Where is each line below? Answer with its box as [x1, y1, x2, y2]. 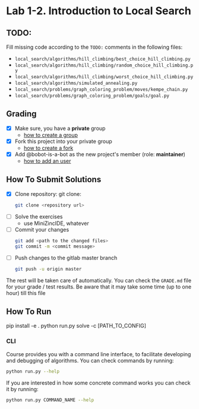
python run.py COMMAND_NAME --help [6, 397, 94, 403]
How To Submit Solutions [6, 175, 102, 185]
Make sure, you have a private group [14, 125, 106, 132]
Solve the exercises [14, 213, 63, 220]
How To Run [6, 306, 52, 316]
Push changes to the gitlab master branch [14, 254, 118, 261]
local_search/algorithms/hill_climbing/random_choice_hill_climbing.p [14, 62, 194, 68]
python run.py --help [6, 368, 60, 375]
